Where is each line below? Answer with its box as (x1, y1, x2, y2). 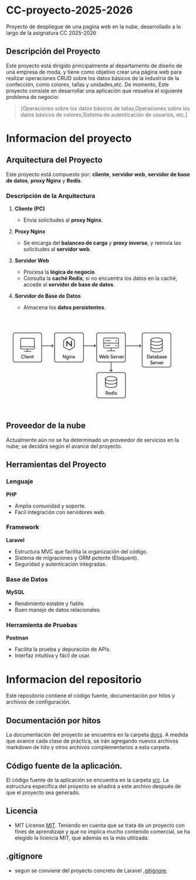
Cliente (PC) (14, 205, 45, 212)
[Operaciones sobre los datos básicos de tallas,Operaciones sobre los (20, 104, 190, 112)
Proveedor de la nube (6, 421, 86, 431)
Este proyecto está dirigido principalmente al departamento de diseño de (6, 62, 183, 69)
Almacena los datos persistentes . (23, 304, 106, 311)
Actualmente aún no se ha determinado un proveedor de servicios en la (6, 436, 180, 443)
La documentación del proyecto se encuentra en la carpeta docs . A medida (6, 731, 188, 739)
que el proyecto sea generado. (6, 789, 80, 796)
